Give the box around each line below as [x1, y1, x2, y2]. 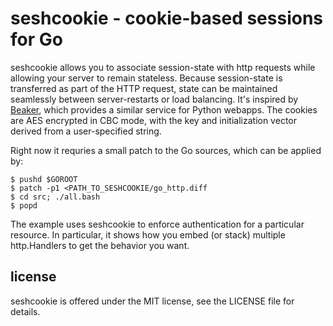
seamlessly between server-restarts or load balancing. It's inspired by [10, 93, 299, 105]
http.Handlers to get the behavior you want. [10, 239, 190, 251]
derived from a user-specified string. [10, 125, 162, 137]
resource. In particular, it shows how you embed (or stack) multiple [10, 228, 286, 241]
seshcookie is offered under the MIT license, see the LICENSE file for [10, 295, 295, 307]
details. [10, 305, 41, 317]
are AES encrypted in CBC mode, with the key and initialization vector [10, 114, 297, 126]
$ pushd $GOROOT [10, 174, 78, 184]
